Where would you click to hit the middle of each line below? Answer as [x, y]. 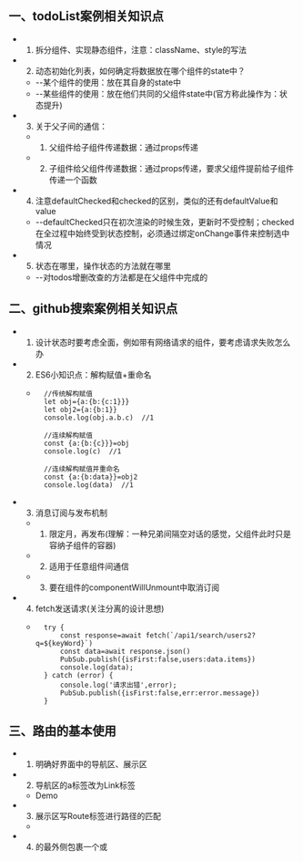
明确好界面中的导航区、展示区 [91, 764]
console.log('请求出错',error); [118, 685]
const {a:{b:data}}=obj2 [91, 477]
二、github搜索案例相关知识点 [93, 309]
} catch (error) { [78, 675]
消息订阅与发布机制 [71, 513]
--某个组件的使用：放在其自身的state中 [108, 82]
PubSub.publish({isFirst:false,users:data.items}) [158, 659]
